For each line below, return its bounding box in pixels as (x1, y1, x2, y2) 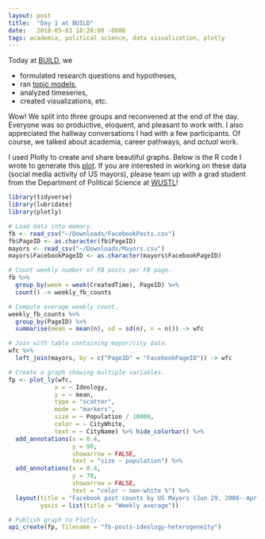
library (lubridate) (8, 200, 73, 209)
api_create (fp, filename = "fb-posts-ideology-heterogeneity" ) (8, 523, 222, 531)
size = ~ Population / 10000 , (54, 413, 155, 421)
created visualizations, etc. (19, 96, 108, 106)
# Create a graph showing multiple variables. (8, 368, 165, 376)
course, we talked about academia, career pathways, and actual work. (8, 137, 239, 147)
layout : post (8, 11, 52, 20)
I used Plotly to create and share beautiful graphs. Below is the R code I (8, 153, 242, 162)
